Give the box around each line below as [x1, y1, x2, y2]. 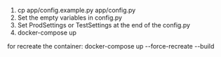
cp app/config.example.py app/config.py [17, 6, 136, 14]
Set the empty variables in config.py [17, 13, 123, 22]
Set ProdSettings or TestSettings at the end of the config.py [17, 21, 191, 29]
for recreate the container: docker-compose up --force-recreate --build [7, 42, 215, 50]
